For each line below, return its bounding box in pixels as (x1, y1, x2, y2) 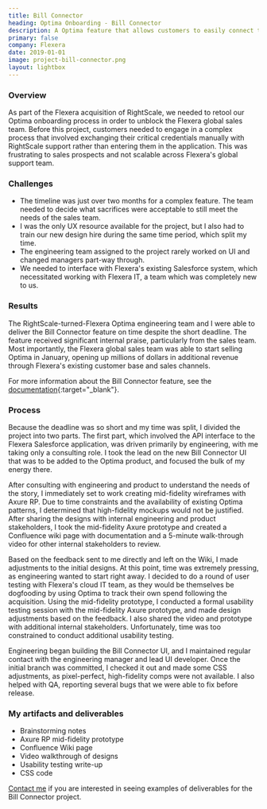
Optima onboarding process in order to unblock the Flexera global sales (8, 116, 243, 126)
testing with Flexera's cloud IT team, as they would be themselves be (8, 579, 234, 589)
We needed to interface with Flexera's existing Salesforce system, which (19, 264, 258, 273)
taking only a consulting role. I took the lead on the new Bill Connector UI (8, 447, 247, 457)
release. (8, 688, 35, 698)
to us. (19, 281, 39, 290)
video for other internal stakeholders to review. (8, 539, 161, 548)
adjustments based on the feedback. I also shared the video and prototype (8, 614, 253, 623)
